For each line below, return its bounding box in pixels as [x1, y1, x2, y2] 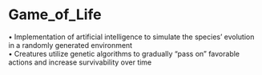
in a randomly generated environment [8, 40, 133, 49]
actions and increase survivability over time [8, 57, 152, 67]
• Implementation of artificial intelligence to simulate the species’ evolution [8, 32, 255, 41]
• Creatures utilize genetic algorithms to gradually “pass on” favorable [8, 49, 240, 58]
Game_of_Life [8, 6, 102, 24]
